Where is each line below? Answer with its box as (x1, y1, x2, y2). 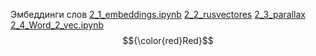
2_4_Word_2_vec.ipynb (10, 19, 105, 31)
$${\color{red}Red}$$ (122, 35, 214, 46)
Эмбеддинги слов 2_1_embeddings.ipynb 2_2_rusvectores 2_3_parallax (10, 9, 306, 20)
